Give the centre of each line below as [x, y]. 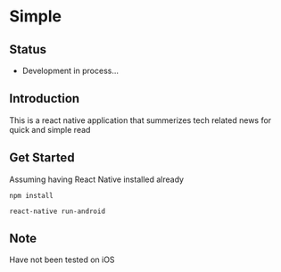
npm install [31, 195]
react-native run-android [57, 211]
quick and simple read [50, 129]
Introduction [45, 99]
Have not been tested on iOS [62, 260]
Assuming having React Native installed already [97, 179]
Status [28, 49]
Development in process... [70, 70]
